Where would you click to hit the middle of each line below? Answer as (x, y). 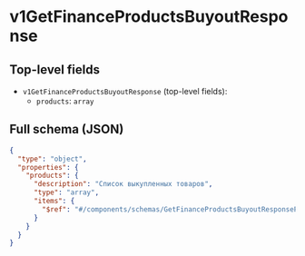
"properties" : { (48, 167)
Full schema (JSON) (67, 129)
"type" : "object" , (53, 159)
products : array (65, 101)
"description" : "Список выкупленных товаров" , (123, 184)
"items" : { (54, 202)
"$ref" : (56, 209)
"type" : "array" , (66, 192)
